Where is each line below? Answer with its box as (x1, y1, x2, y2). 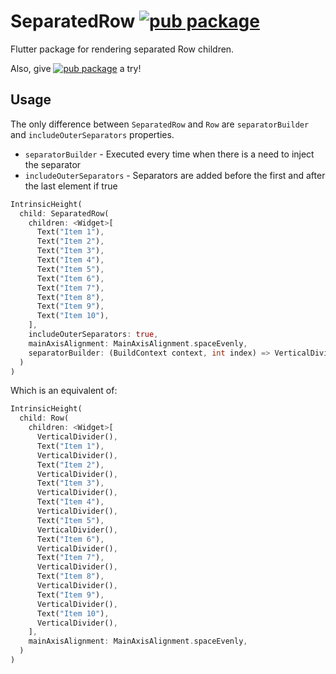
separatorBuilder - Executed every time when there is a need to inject (24, 148, 315, 160)
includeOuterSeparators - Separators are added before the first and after (24, 169, 326, 181)
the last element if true (24, 180, 118, 192)
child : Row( (19, 413, 70, 424)
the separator (24, 158, 82, 170)
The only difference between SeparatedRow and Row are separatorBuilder (10, 118, 310, 130)
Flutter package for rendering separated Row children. (10, 43, 235, 55)
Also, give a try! (10, 62, 142, 74)
